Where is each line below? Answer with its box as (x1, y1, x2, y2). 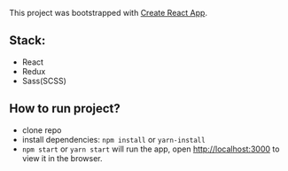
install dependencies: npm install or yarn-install (21, 134, 206, 144)
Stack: (9, 33, 46, 48)
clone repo (21, 124, 62, 136)
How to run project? (9, 101, 121, 116)
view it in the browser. (21, 152, 104, 163)
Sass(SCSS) (21, 75, 66, 86)
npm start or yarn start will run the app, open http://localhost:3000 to (21, 144, 280, 154)
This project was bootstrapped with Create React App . (9, 8, 208, 18)
